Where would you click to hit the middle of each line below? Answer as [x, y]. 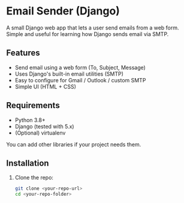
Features [23, 53]
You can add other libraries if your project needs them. [74, 144]
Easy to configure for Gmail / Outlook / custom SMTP [80, 80]
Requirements [33, 105]
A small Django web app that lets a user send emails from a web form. [93, 28]
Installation [28, 163]
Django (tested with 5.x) [44, 126]
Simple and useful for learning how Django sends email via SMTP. [88, 34]
